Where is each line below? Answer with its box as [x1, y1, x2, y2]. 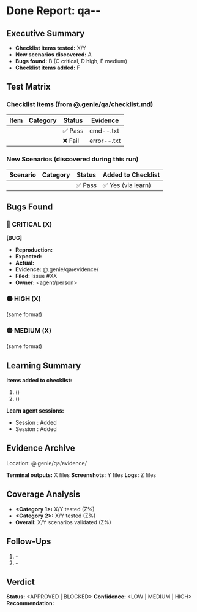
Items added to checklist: [6, 377, 72, 384]
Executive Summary [6, 28, 85, 39]
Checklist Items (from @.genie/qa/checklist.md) [6, 100, 154, 109]
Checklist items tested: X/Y [15, 44, 87, 52]
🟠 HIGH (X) [6, 294, 41, 303]
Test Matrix [6, 82, 51, 92]
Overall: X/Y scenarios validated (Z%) [15, 518, 111, 525]
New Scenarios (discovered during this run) [6, 155, 139, 163]
